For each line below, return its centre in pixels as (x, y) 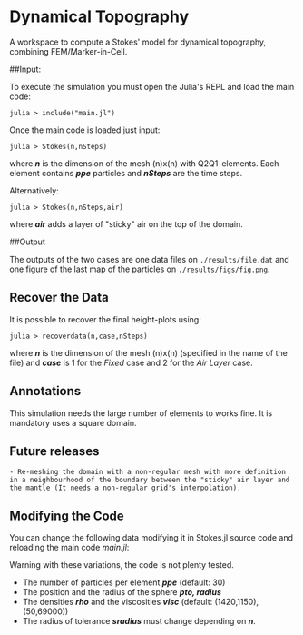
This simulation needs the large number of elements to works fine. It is (141, 413)
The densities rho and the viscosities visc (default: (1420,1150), (141, 602)
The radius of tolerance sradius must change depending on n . (139, 621)
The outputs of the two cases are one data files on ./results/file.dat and (150, 259)
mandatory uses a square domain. (73, 422)
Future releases (54, 451)
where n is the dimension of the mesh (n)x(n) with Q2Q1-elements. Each (144, 163)
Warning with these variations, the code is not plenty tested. (122, 565)
